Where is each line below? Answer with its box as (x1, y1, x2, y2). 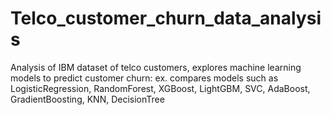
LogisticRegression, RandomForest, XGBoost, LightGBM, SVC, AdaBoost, (10, 82, 311, 94)
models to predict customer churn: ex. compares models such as (10, 72, 279, 84)
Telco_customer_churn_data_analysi (10, 7, 322, 30)
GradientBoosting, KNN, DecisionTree (10, 93, 165, 105)
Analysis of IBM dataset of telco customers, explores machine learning (10, 61, 302, 73)
